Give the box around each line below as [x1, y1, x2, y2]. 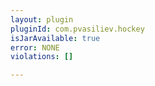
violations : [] [10, 52, 74, 62]
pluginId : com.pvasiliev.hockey [10, 24, 145, 34]
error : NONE [10, 42, 60, 53]
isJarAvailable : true [10, 33, 101, 43]
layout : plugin [10, 14, 74, 25]
